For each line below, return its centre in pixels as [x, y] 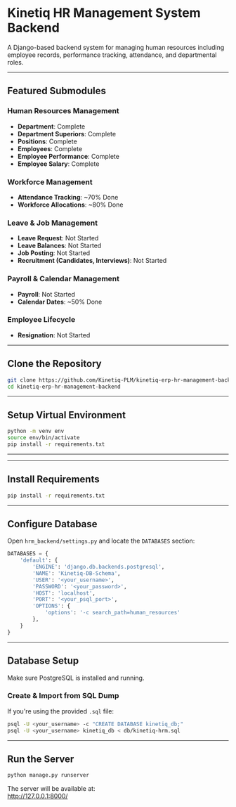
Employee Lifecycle [41, 320]
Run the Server [41, 759]
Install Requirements [53, 479]
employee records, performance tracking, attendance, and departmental [112, 55]
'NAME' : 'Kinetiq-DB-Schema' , [77, 573]
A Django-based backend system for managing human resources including [116, 47]
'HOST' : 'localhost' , [64, 593]
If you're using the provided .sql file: [61, 711]
